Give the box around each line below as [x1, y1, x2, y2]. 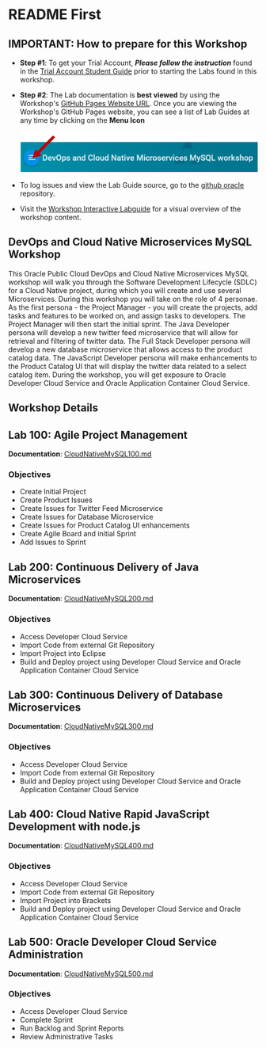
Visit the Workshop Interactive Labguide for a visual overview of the [19, 204, 241, 214]
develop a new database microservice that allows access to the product [8, 345, 243, 354]
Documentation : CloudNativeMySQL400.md [8, 841, 154, 851]
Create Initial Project [19, 487, 86, 497]
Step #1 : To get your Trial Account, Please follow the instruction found [19, 58, 253, 67]
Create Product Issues [19, 495, 93, 505]
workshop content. [19, 212, 82, 223]
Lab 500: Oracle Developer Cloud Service [8, 936, 218, 949]
